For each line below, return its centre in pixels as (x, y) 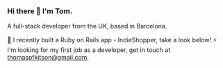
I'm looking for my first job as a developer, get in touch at (89, 50)
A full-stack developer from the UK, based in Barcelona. (87, 26)
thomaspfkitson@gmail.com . (48, 58)
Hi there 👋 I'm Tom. (40, 11)
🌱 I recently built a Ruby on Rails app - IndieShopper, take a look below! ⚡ (112, 40)
